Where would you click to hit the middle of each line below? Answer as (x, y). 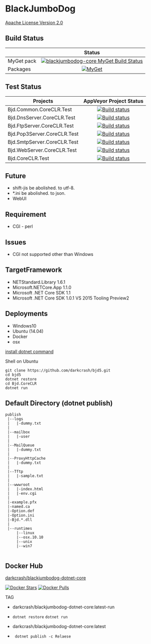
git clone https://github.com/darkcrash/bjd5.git (58, 370)
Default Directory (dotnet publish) (59, 403)
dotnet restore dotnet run (40, 617)
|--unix (24, 542)
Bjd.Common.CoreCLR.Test (40, 109)
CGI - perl (23, 226)
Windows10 (24, 326)
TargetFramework (34, 270)
